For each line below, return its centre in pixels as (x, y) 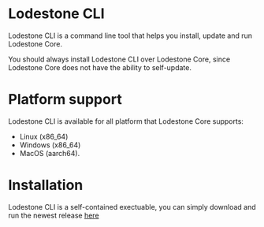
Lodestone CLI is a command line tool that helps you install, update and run (130, 35)
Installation (46, 185)
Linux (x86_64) (44, 136)
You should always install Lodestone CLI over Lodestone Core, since (119, 59)
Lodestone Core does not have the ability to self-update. (100, 67)
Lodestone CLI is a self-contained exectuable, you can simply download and (132, 207)
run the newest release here (54, 215)
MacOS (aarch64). (50, 153)
